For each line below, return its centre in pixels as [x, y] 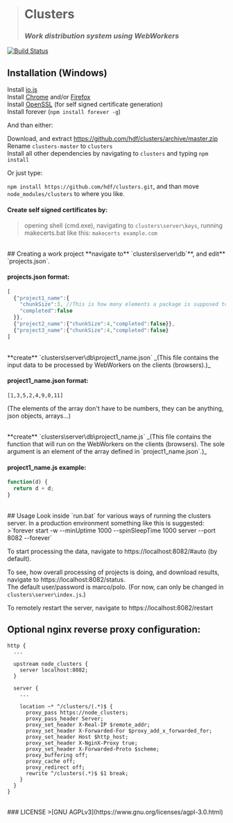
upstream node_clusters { [51, 664]
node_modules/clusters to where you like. [66, 194]
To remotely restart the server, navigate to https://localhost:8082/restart [110, 608]
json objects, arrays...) [39, 416]
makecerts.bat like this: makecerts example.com [91, 233]
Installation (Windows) [57, 73]
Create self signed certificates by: [58, 210]
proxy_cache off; [51, 761]
